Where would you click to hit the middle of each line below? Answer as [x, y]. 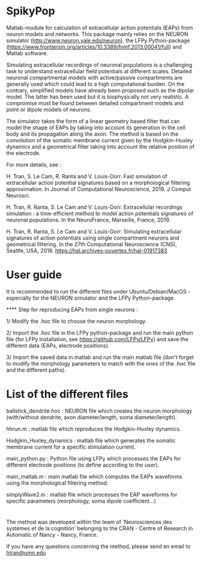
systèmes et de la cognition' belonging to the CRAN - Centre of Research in [100, 528]
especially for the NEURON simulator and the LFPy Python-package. [91, 298]
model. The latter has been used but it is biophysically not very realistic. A [97, 97]
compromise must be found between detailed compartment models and [95, 103]
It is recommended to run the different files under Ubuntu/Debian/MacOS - [98, 291]
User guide [34, 275]
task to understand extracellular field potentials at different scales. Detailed [99, 71]
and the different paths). [36, 370]
